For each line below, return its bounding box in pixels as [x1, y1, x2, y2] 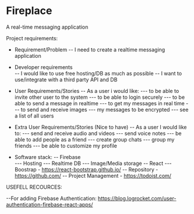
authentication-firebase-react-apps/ [6, 201, 93, 208]
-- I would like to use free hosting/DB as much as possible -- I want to [14, 70, 182, 77]
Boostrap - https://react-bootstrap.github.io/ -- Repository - [14, 165, 158, 173]
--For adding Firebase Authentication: [6, 195, 97, 202]
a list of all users [14, 112, 54, 119]
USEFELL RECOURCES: [6, 183, 62, 191]
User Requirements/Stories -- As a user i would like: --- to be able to [14, 87, 179, 94]
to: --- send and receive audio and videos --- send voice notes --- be [14, 130, 182, 137]
